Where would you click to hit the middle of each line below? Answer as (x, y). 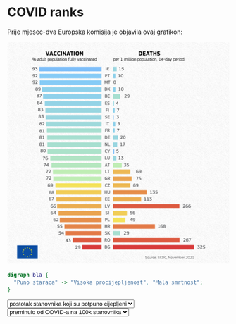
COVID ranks (46, 12)
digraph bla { (28, 275)
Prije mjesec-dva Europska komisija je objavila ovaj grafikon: (95, 32)
